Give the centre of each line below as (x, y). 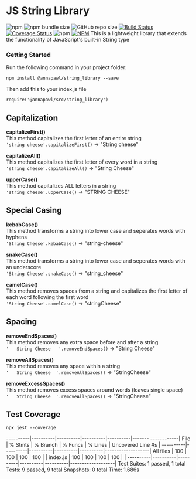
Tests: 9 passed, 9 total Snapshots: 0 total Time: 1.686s (73, 470)
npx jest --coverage (31, 428)
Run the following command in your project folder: (66, 67)
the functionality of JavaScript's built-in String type (68, 39)
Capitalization (32, 118)
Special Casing (34, 210)
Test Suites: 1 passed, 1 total (152, 464)
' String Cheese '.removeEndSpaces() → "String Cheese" (80, 348)
